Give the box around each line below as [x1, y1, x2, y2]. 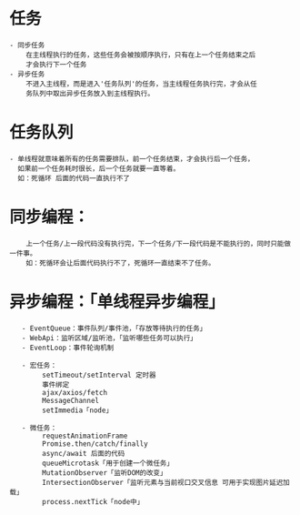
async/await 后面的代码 [42, 449, 125, 458]
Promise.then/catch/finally [42, 439, 148, 449]
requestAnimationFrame [42, 431, 128, 440]
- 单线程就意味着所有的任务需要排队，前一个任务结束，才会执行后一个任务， [9, 154, 255, 164]
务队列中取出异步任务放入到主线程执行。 [25, 88, 155, 98]
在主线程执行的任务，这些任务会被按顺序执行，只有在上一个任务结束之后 [25, 50, 256, 59]
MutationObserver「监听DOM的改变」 [42, 468, 167, 478]
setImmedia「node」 [42, 406, 114, 415]
